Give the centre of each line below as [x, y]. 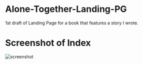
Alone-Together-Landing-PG [66, 9]
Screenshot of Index [48, 43]
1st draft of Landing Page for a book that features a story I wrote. [72, 23]
